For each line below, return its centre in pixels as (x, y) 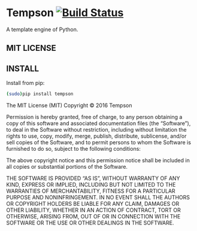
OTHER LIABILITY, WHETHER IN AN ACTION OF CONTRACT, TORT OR (93, 210)
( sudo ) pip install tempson (40, 94)
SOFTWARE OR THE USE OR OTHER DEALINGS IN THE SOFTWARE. (90, 223)
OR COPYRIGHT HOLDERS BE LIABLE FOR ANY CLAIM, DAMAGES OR (93, 204)
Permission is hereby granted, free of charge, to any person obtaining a (94, 117)
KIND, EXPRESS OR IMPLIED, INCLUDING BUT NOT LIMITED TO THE (91, 185)
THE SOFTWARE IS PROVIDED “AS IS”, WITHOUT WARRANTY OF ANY (93, 178)
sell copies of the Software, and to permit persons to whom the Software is (99, 142)
